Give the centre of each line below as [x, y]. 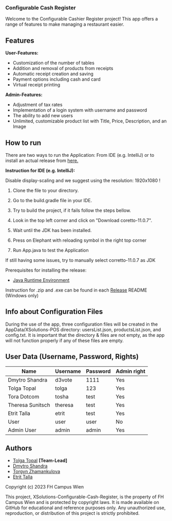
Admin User [22, 430]
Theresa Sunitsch [29, 405]
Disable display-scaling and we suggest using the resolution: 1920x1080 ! [83, 180]
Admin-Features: [24, 95]
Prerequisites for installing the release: [46, 270]
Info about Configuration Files [54, 312]
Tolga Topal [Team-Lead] [40, 461]
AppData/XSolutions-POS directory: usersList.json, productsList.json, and [83, 329]
